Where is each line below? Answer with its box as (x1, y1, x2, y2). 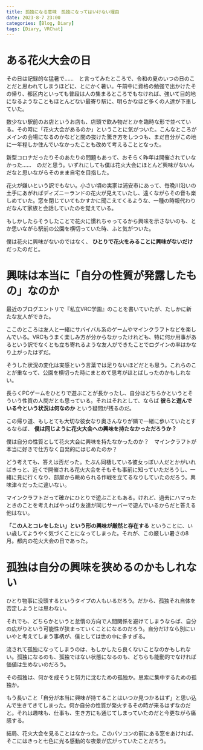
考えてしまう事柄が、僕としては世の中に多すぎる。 (22, 633, 149, 640)
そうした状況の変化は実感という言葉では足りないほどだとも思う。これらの (6, 361, 192, 369)
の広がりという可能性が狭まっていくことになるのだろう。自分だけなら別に (6, 625, 191, 632)
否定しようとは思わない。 (6, 604, 70, 612)
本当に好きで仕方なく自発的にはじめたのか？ (6, 446, 118, 453)
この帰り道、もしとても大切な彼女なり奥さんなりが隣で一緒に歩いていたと (6, 418, 192, 425)
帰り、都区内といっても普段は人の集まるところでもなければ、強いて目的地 (11, 90, 196, 98)
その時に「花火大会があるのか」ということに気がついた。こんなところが (16, 126, 197, 133)
